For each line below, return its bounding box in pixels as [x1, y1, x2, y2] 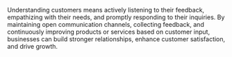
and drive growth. [7, 43, 58, 50]
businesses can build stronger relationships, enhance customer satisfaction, [7, 35, 226, 43]
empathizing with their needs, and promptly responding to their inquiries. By [7, 13, 225, 21]
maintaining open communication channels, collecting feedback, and [7, 21, 205, 28]
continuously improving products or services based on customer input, [7, 27, 210, 36]
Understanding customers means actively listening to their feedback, [7, 6, 205, 14]
